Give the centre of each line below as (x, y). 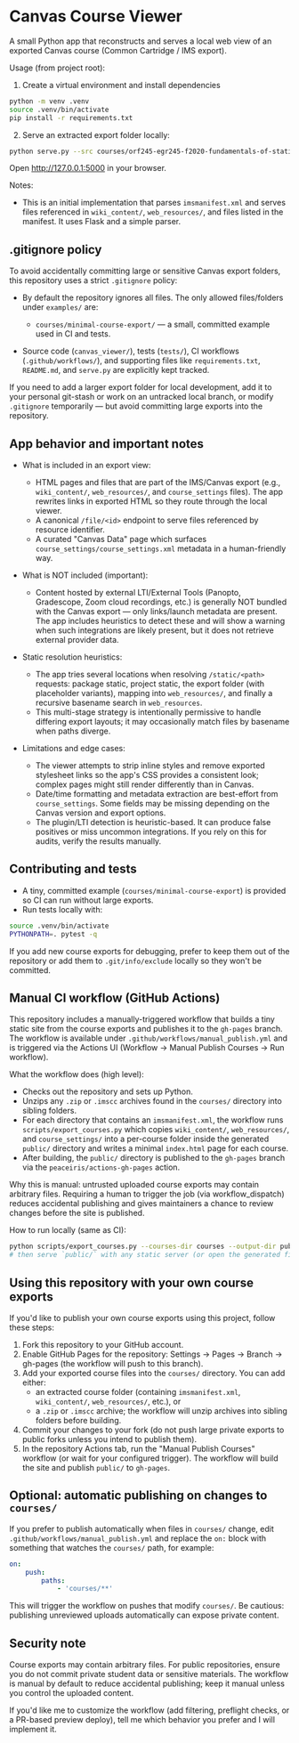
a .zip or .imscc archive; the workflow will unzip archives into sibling (161, 1411)
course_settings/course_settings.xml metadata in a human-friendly (161, 548)
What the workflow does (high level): (77, 1074)
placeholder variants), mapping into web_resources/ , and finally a (154, 693)
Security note (48, 1643)
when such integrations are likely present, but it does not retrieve (154, 630)
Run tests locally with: (62, 909)
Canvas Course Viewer (96, 16)
